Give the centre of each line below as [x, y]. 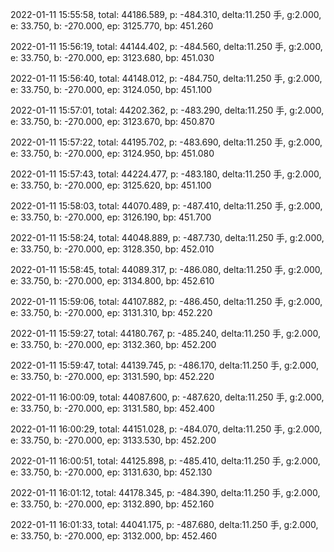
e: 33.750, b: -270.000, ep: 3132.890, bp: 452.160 [112, 504]
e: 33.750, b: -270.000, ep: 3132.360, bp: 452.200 [113, 344]
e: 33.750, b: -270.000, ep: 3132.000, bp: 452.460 [114, 536]
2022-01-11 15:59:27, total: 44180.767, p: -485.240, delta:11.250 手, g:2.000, [165, 333]
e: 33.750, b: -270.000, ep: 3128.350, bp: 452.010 [112, 249]
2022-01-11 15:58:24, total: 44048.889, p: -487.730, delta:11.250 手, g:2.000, [167, 237]
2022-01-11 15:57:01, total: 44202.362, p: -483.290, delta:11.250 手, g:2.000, [167, 110]
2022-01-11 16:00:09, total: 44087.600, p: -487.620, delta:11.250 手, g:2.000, [167, 397]
